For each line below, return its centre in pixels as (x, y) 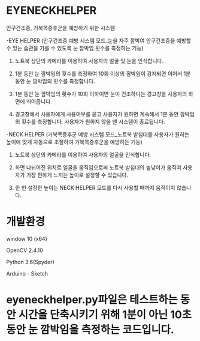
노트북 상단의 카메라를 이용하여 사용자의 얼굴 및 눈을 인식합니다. (89, 61)
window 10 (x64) (27, 238)
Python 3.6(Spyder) (31, 262)
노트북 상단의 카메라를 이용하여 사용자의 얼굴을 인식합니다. (83, 154)
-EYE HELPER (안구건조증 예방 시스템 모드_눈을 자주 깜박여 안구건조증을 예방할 (99, 40)
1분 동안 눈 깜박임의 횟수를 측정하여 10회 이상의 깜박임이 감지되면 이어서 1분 (103, 73)
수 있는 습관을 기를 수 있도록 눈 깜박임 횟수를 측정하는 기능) (75, 48)
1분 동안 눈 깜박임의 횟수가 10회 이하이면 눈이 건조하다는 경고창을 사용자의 (101, 94)
